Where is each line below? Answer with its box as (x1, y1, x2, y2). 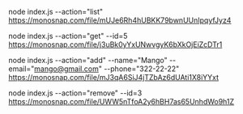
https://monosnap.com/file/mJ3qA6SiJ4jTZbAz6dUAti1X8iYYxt (8, 73, 220, 82)
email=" (8, 64, 35, 74)
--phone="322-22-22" (104, 64, 180, 74)
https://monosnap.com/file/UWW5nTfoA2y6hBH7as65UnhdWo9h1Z (8, 97, 235, 106)
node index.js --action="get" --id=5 (8, 32, 128, 40)
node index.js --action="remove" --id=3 (8, 88, 143, 98)
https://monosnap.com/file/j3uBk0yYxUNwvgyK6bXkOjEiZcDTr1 (8, 40, 223, 49)
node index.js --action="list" (8, 7, 104, 16)
